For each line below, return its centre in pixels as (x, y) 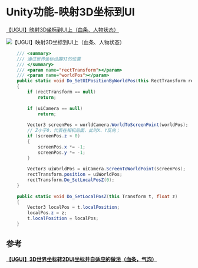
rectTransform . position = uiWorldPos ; (75, 175)
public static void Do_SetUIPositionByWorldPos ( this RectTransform (101, 81)
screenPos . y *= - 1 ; (61, 152)
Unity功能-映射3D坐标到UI (70, 12)
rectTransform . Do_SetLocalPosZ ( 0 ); (71, 180)
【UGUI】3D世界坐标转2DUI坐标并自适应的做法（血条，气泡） (82, 259)
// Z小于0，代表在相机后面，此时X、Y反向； (74, 131)
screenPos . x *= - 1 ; (61, 147)
